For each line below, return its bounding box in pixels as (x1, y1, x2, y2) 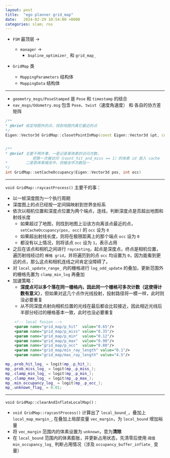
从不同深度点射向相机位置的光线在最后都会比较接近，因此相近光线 (20, 303, 158, 309)
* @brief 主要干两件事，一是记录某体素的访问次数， (5, 151, 101, 156)
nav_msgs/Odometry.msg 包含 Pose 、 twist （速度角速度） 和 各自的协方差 (12, 102, 161, 108)
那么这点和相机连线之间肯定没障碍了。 (30, 259, 110, 264)
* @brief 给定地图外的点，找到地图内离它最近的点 (5, 123, 98, 128)
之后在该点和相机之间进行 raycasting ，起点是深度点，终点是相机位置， (12, 246, 161, 252)
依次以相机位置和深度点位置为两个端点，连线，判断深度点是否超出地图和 (12, 208, 163, 214)
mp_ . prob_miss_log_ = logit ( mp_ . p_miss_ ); (5, 366, 96, 371)
